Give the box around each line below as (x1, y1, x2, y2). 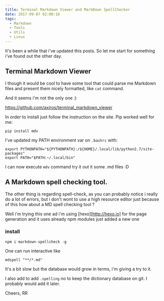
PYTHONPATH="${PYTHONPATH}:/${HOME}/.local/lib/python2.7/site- (20, 146, 154, 152)
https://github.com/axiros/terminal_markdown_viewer (5, 104, 113, 110)
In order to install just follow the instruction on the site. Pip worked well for (5, 114, 155, 120)
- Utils (9, 30, 25, 35)
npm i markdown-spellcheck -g (5, 239, 67, 244)
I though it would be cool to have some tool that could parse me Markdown (5, 80, 156, 86)
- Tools (9, 25, 25, 30)
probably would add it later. (5, 280, 60, 286)
